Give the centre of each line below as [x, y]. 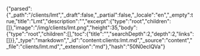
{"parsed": [19, 9]
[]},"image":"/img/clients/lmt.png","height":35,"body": [72, 27]
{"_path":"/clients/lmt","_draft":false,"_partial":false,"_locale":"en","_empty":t [100, 15]
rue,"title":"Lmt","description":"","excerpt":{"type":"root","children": [89, 21]
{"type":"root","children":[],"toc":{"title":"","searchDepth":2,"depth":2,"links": [100, 34]
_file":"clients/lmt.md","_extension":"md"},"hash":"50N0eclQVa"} [86, 46]
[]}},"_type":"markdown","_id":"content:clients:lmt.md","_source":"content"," [99, 40]
